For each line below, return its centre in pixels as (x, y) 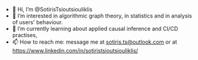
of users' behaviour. (37, 22)
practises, (25, 35)
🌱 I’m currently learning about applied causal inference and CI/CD (95, 28)
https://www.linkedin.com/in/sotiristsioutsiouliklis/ (75, 51)
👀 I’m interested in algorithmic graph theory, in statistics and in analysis (102, 16)
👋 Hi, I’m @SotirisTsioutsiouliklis (52, 9)
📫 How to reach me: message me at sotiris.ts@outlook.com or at (94, 42)
